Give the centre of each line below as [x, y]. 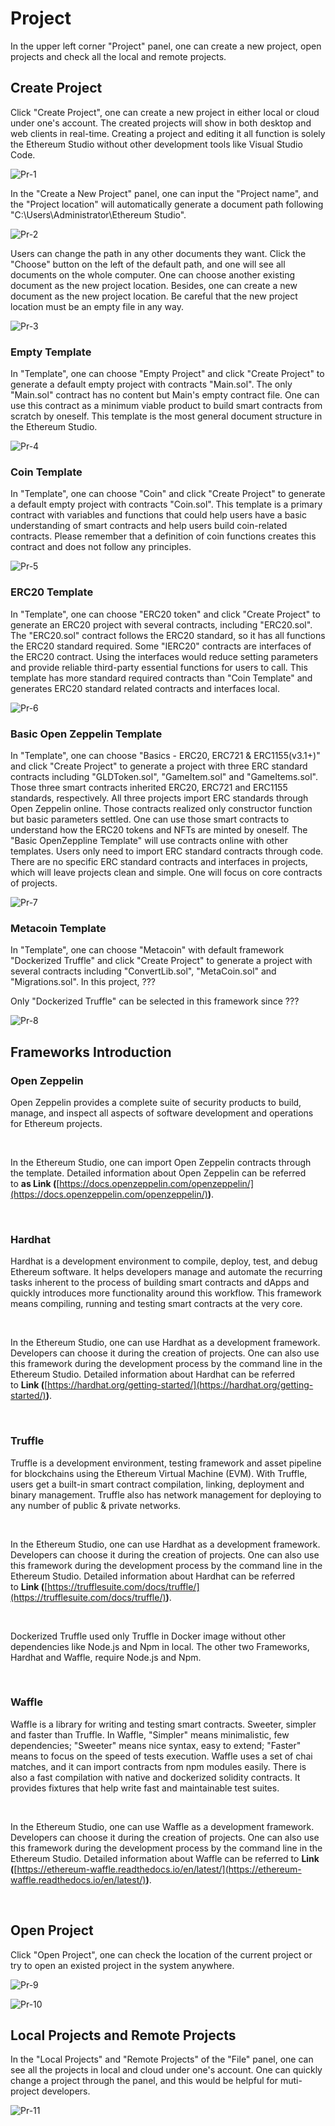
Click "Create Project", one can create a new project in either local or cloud [165, 112]
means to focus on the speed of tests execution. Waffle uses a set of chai [161, 1756]
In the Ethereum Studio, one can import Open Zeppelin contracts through [161, 1162]
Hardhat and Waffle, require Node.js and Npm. [106, 1657]
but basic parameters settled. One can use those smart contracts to [150, 819]
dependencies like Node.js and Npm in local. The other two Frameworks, [160, 1646]
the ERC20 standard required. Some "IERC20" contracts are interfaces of [161, 646]
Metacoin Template [58, 928]
